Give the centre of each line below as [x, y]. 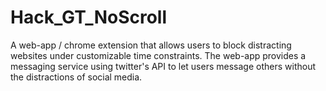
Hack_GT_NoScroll [89, 17]
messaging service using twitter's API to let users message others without [163, 66]
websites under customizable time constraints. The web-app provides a [158, 55]
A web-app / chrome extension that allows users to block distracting [151, 45]
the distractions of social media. [76, 77]
